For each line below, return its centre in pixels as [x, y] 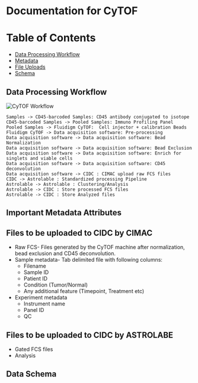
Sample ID [36, 272]
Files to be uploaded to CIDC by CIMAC [79, 233]
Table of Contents [51, 38]
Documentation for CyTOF [72, 11]
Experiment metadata [41, 298]
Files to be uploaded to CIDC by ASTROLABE [90, 335]
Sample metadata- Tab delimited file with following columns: [89, 260]
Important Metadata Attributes [64, 213]
